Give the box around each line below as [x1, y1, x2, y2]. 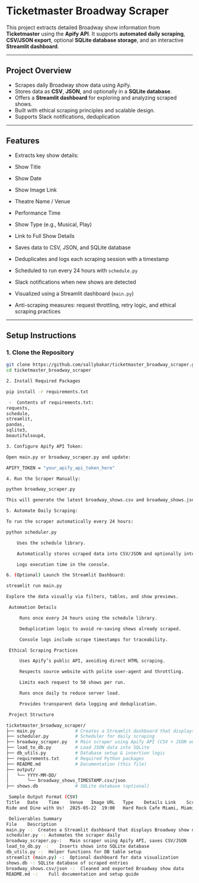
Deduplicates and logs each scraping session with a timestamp [14, 255, 169, 262]
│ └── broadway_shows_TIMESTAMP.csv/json [6, 778, 126, 784]
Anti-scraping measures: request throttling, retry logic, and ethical [14, 301, 176, 309]
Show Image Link [14, 186, 57, 193]
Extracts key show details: [14, 152, 79, 159]
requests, [6, 405, 31, 411]
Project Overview [6, 65, 72, 76]
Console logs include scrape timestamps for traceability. [19, 636, 168, 643]
